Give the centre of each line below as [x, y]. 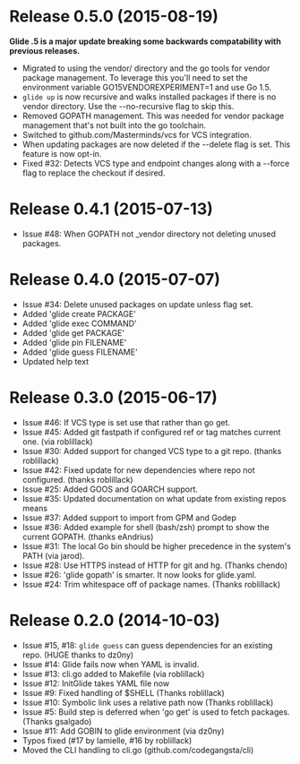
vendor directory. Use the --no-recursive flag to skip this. [128, 106]
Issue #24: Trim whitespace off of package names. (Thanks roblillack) [151, 584]
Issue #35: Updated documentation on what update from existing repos [154, 498]
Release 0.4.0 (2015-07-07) [115, 280]
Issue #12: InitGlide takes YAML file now [96, 683]
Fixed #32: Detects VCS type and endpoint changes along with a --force [156, 163]
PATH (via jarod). [53, 555]
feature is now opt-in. [62, 153]
